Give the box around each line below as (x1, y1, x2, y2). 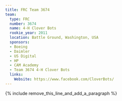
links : (9, 72, 23, 77)
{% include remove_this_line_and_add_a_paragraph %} (5, 90, 118, 96)
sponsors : (9, 40, 30, 45)
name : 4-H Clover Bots (9, 26, 57, 31)
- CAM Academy (9, 63, 39, 68)
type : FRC (9, 16, 30, 21)
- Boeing (9, 44, 28, 49)
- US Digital (9, 53, 37, 59)
